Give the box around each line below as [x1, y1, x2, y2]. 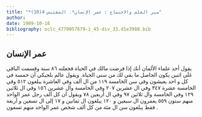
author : [6, 15, 26, 21]
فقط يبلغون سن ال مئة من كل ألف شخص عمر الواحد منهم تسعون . [6, 104, 158, 111]
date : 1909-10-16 [6, 20, 50, 26]
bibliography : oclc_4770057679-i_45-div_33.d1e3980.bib [6, 26, 151, 32]
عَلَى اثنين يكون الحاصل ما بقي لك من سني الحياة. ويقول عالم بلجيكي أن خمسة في [6, 71, 193, 79]
